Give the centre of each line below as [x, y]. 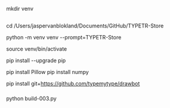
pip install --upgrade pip [36, 61]
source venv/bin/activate [37, 49]
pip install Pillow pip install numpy [48, 72]
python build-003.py [31, 98]
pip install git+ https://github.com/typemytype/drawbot [73, 84]
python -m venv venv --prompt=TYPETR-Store [64, 38]
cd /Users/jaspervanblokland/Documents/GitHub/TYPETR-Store [85, 26]
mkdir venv [20, 9]
